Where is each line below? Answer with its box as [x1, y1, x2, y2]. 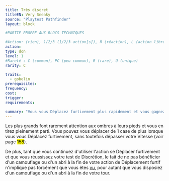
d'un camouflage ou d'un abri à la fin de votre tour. [5, 170, 111, 176]
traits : [5, 72, 22, 77]
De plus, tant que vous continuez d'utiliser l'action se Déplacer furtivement [5, 149, 160, 155]
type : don [5, 49, 26, 54]
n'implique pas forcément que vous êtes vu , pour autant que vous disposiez [5, 164, 162, 171]
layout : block [5, 21, 35, 27]
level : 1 [5, 53, 24, 58]
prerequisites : [5, 81, 37, 86]
